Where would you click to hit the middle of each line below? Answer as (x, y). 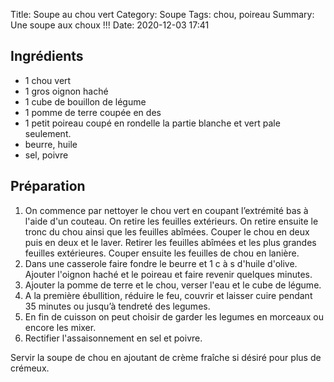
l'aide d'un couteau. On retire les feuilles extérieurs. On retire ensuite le (171, 221)
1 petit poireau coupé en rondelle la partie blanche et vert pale (152, 123)
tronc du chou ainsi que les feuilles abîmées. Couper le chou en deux (167, 231)
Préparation (48, 186)
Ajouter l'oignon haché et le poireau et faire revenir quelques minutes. (168, 274)
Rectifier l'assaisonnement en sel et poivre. (113, 338)
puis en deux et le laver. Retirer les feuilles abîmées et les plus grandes (170, 242)
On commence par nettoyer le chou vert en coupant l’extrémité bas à (166, 210)
